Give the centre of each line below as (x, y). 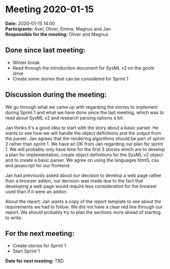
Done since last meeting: (45, 50)
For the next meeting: (40, 233)
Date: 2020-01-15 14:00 (30, 23)
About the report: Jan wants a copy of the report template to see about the (83, 201)
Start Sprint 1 (26, 251)
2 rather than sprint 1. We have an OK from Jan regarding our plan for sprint (84, 144)
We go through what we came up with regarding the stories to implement (82, 107)
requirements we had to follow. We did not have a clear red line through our (84, 206)
